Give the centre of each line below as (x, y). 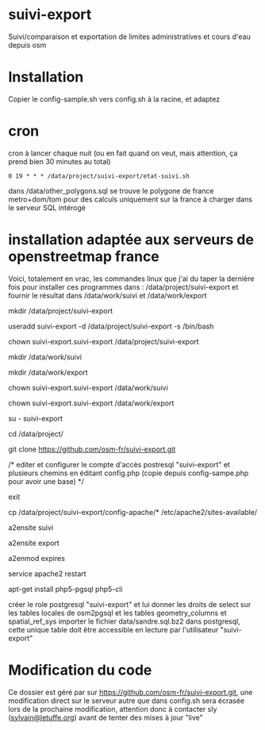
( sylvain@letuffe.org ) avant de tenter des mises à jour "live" (106, 717)
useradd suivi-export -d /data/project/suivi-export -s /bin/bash (111, 326)
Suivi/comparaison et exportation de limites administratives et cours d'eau (130, 36)
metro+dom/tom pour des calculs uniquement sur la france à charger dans (130, 199)
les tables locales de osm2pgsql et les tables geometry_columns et (118, 613)
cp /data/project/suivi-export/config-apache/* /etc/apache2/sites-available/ (133, 512)
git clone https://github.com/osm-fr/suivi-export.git (92, 449)
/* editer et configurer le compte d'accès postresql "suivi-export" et (119, 464)
